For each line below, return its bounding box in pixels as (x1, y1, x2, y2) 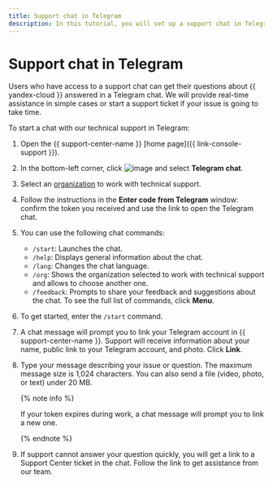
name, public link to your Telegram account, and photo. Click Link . (19, 345, 243, 354)
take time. (8, 108, 42, 117)
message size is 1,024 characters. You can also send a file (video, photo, (19, 369, 264, 379)
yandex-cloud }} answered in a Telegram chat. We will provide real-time (8, 90, 249, 100)
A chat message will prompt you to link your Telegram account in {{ (19, 327, 246, 337)
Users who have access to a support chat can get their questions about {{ (8, 81, 256, 91)
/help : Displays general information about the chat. (32, 252, 204, 262)
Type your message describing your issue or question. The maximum (19, 360, 253, 371)
